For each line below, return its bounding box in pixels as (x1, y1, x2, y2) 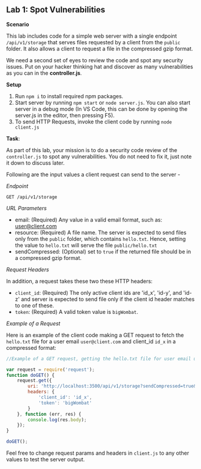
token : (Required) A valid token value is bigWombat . (14, 308, 139, 315)
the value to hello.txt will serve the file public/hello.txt (14, 241, 157, 249)
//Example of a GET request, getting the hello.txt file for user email (6, 356, 191, 362)
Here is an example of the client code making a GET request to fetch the (6, 331, 184, 338)
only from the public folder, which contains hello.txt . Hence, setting (14, 235, 186, 242)
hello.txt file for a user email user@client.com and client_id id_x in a (6, 338, 176, 345)
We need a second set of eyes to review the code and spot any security (6, 56, 184, 63)
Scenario (6, 20, 29, 28)
